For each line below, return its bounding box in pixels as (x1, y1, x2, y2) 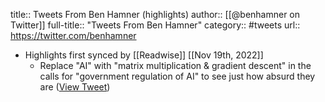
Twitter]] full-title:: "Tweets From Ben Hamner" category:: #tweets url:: (10, 19, 301, 31)
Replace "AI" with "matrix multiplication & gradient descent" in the (39, 60, 312, 71)
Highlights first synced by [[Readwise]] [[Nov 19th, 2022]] (24, 49, 264, 61)
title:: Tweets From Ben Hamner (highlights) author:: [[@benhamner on (10, 9, 301, 20)
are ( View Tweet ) (39, 81, 111, 93)
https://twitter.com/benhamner (10, 30, 137, 41)
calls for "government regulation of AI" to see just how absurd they (39, 70, 316, 82)
